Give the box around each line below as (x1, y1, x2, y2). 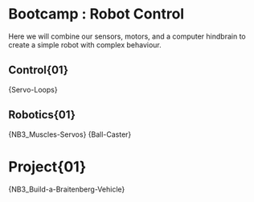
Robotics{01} (8, 108, 76, 122)
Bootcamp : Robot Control (8, 5, 185, 23)
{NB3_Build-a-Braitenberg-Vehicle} (8, 184, 125, 194)
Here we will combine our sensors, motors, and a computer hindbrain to (8, 31, 247, 41)
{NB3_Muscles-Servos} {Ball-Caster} (8, 130, 132, 139)
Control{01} (8, 64, 69, 77)
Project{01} (8, 158, 87, 175)
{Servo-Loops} (8, 85, 58, 94)
